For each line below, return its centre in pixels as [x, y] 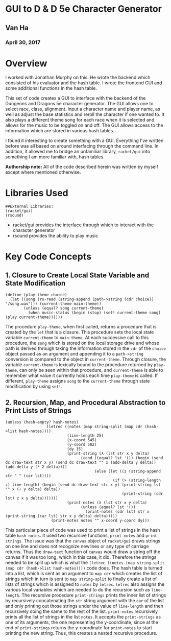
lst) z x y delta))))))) [32, 498]
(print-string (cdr [142, 494]
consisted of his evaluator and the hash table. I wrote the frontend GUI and [84, 83]
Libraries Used [37, 193]
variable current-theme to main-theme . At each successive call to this [77, 338]
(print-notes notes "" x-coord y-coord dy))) [100, 521]
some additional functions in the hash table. [51, 88]
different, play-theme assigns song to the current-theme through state [78, 381]
